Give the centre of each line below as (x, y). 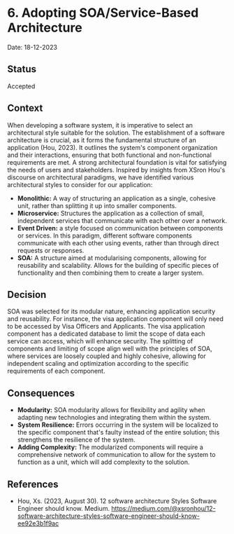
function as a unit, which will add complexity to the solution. (103, 462)
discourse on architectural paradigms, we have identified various (101, 177)
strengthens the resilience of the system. (76, 440)
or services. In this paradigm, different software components (104, 235)
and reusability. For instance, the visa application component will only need (115, 319)
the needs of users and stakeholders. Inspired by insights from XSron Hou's (116, 170)
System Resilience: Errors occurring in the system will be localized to (118, 425)
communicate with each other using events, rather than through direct (118, 242)
